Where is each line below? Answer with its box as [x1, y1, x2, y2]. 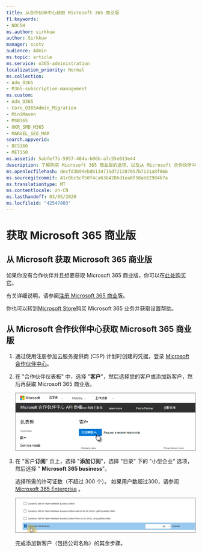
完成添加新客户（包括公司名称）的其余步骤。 [14, 539, 126, 547]
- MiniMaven [6, 111, 36, 117]
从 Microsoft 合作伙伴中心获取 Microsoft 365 [6, 324, 174, 334]
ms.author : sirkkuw [6, 29, 55, 35]
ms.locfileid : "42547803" [6, 200, 71, 206]
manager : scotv [6, 42, 44, 48]
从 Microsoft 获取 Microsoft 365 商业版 [6, 255, 152, 265]
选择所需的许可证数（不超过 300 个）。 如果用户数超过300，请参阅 [14, 477, 179, 485]
